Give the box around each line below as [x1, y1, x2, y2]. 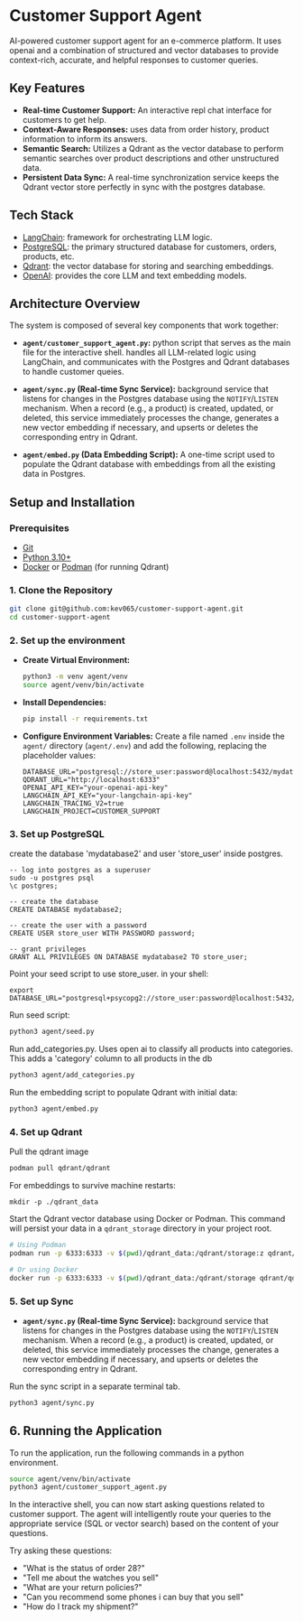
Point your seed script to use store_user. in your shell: [9, 968, 209, 980]
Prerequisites [9, 521, 69, 534]
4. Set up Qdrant [9, 1125, 83, 1138]
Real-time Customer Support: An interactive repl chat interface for [22, 105, 272, 116]
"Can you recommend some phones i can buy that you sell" [22, 1591, 244, 1603]
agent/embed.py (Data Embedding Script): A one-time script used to [22, 449, 275, 461]
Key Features [9, 80, 86, 96]
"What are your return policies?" [22, 1582, 142, 1593]
